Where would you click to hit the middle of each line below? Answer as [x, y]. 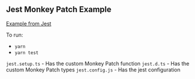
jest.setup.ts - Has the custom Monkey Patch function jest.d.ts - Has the [98, 63]
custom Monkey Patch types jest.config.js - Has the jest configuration [93, 70]
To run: [15, 35]
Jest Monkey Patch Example [59, 10]
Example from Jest [29, 23]
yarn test [27, 53]
